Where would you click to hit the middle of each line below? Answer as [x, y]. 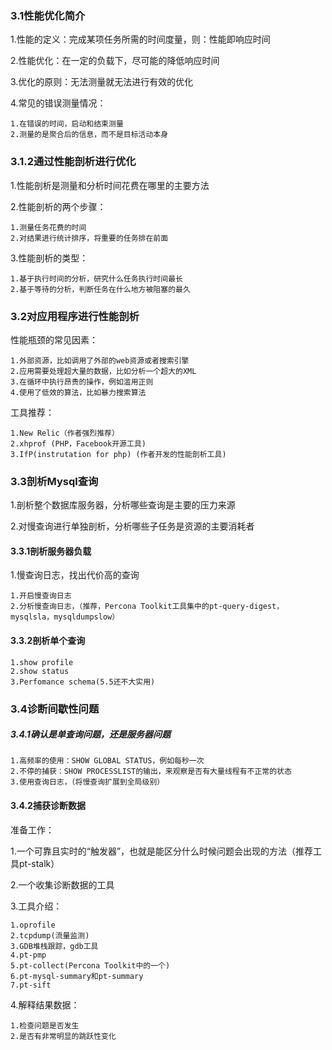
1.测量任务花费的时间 [48, 227]
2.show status [40, 671]
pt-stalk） [39, 863]
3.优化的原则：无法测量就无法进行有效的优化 [102, 82]
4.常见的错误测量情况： [58, 103]
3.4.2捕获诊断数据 [48, 806]
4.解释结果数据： [45, 1004]
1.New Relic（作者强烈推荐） [65, 433]
